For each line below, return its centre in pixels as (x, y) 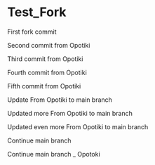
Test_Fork (37, 12)
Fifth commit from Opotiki (44, 86)
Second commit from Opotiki (49, 45)
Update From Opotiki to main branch (60, 100)
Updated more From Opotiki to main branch (70, 113)
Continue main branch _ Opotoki (54, 154)
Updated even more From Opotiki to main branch (78, 126)
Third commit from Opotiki (45, 59)
